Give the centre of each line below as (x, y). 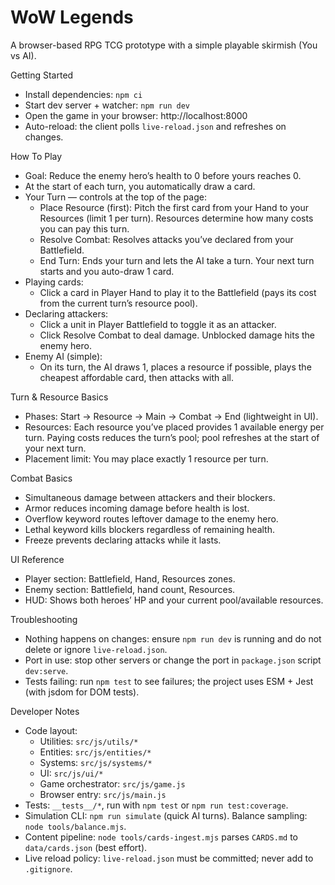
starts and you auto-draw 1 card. (107, 271)
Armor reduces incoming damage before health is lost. (137, 508)
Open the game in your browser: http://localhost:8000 (136, 115)
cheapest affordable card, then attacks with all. (136, 377)
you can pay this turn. (84, 228)
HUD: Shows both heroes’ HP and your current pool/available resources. (174, 600)
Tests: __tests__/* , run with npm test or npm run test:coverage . (156, 805)
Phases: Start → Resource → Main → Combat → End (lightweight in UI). (171, 416)
